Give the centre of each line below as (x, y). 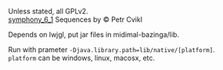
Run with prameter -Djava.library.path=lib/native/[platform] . (111, 49)
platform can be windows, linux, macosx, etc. (81, 58)
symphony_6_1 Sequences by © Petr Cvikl (76, 19)
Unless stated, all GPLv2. (48, 11)
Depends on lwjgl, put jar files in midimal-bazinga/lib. (94, 35)
